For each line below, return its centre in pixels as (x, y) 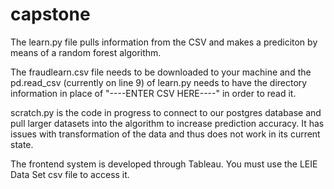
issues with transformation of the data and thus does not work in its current (165, 134)
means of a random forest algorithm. (86, 52)
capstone (50, 14)
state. (22, 144)
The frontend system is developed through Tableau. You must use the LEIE (164, 164)
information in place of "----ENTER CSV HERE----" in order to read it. (153, 93)
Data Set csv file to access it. (70, 174)
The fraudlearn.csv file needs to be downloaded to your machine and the (161, 72)
